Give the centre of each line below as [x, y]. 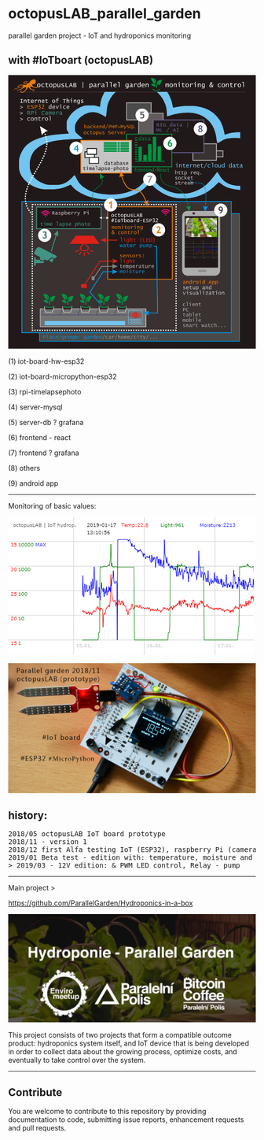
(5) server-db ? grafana [46, 422]
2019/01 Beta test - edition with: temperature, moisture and [130, 857]
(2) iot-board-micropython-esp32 [62, 376]
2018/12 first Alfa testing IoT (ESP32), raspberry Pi [116, 849]
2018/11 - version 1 [48, 842]
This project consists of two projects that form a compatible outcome [120, 1035]
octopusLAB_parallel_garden [105, 14]
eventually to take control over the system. [77, 1060]
